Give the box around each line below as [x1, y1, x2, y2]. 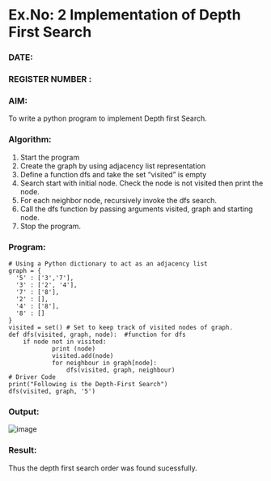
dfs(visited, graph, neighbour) [66, 366, 176, 374]
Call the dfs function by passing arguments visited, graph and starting [19, 204, 253, 214]
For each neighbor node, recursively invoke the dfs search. [19, 195, 217, 205]
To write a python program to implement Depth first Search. [8, 113, 208, 123]
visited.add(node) [51, 351, 114, 360]
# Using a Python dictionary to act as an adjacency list [8, 259, 208, 268]
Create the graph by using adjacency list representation [19, 160, 206, 171]
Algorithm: [8, 134, 52, 145]
